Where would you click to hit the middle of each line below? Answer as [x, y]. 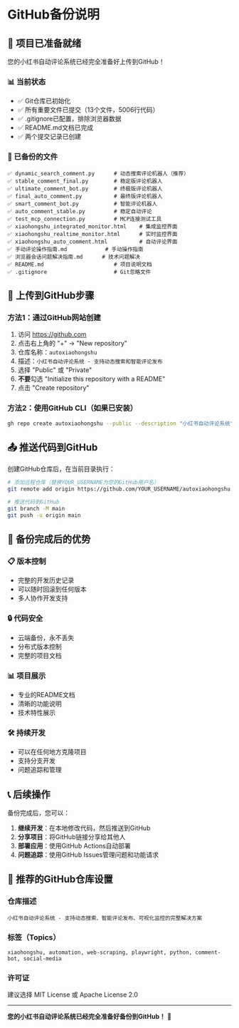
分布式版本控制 [39, 647]
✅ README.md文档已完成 [55, 128]
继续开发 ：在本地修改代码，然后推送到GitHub [84, 828]
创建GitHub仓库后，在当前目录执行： [61, 469]
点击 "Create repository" [53, 388]
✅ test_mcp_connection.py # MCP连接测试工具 [85, 219]
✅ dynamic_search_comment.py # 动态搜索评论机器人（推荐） [99, 173]
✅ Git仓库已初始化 [44, 101]
